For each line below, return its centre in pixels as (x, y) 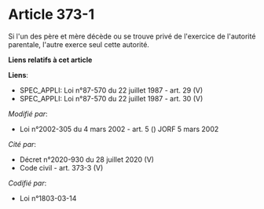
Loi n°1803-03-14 (48, 198)
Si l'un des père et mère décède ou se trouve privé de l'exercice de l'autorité (132, 36)
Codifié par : (27, 183)
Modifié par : (28, 114)
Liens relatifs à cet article (50, 60)
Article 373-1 (51, 15)
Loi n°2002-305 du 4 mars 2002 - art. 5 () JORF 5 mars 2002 (119, 129)
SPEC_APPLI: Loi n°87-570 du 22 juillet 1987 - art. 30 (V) (111, 98)
